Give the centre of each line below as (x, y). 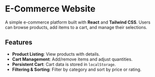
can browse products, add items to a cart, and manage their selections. (76, 27)
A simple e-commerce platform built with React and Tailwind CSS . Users (78, 22)
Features (19, 43)
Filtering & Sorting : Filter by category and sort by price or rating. (77, 69)
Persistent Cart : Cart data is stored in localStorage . (64, 64)
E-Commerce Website (50, 9)
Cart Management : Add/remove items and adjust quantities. (72, 59)
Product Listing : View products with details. (56, 54)
